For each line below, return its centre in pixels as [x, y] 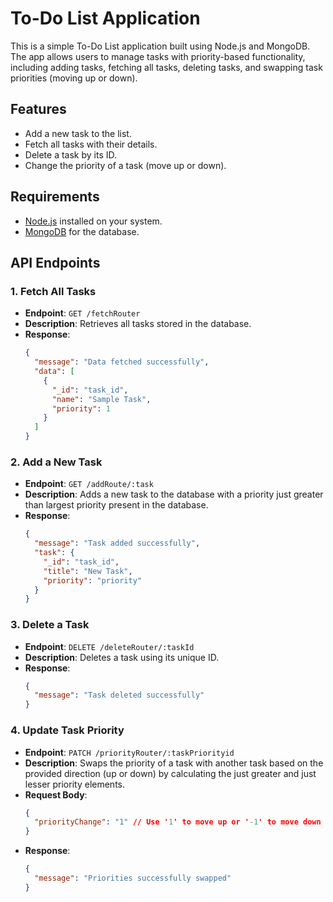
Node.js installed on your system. [93, 221]
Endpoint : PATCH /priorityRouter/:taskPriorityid [129, 752]
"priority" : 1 [81, 408]
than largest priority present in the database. [116, 505]
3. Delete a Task [50, 625]
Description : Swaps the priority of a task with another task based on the [174, 763]
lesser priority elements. [74, 784]
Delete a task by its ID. [71, 154]
